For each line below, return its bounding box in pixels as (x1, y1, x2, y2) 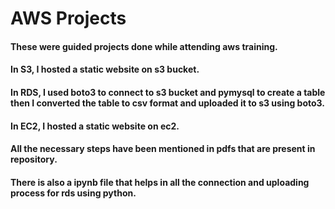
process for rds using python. (10, 187, 137, 199)
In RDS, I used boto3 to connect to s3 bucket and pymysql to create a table (10, 86, 326, 98)
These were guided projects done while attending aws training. (10, 40, 278, 52)
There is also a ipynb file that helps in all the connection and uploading (10, 176, 310, 188)
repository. (10, 153, 58, 166)
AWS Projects (10, 7, 127, 30)
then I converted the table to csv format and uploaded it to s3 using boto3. (10, 97, 325, 109)
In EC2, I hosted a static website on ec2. (10, 120, 180, 132)
